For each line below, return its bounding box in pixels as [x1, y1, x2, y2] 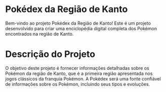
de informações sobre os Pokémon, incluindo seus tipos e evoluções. [5, 81, 150, 87]
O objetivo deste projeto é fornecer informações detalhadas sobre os [5, 65, 149, 71]
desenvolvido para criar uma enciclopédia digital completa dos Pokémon [5, 25, 157, 31]
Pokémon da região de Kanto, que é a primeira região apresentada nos [5, 70, 153, 76]
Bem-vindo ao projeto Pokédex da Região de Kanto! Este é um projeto [5, 20, 151, 26]
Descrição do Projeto [5, 49, 95, 60]
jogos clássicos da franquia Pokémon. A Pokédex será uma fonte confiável [5, 75, 161, 81]
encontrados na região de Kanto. [5, 31, 74, 37]
